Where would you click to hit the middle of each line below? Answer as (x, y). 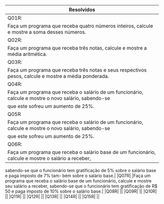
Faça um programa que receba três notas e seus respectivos (77, 70)
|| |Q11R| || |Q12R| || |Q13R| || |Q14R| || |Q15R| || (52, 196)
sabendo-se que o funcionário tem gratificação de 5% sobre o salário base (81, 170)
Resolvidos (82, 10)
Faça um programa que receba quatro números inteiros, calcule (80, 26)
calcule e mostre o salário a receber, (49, 158)
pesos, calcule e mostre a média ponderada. (58, 76)
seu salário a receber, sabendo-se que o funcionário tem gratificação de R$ (81, 186)
